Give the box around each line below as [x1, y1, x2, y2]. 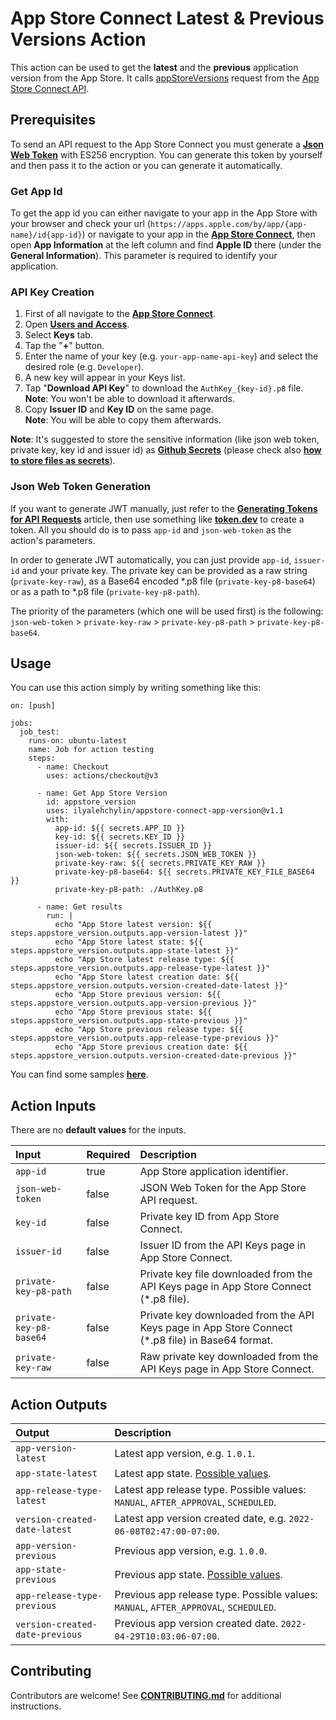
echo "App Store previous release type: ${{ [54, 1025, 244, 1035]
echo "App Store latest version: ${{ [54, 920, 213, 930]
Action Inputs [10, 1097, 97, 1114]
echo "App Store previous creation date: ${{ [54, 1042, 248, 1052]
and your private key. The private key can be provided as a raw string [21, 564, 308, 576]
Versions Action [10, 28, 147, 51]
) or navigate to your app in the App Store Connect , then [81, 228, 316, 241]
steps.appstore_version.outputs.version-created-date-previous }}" [10, 1051, 298, 1061]
